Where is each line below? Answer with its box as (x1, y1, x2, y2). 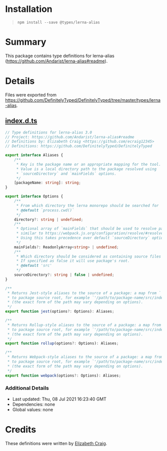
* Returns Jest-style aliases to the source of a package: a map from (7, 290, 157, 296)
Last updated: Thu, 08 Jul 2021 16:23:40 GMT (12, 396, 107, 402)
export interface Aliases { (5, 153, 64, 158)
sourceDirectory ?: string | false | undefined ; (14, 272, 114, 277)
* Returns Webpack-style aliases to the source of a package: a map (7, 355, 153, 360)
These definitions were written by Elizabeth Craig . (5, 440, 107, 446)
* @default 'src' (16, 263, 52, 268)
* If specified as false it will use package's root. (16, 258, 130, 263)
